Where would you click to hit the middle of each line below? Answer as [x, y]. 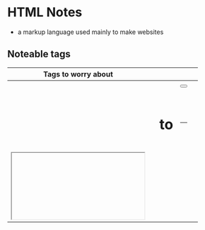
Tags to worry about [78, 74]
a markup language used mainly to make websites [90, 32]
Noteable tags [39, 54]
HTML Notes [45, 12]
